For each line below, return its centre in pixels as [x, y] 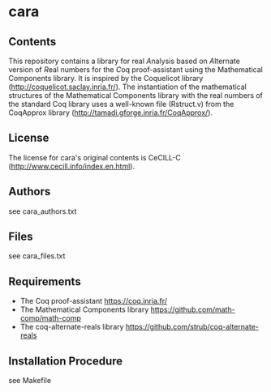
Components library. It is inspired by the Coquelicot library [106, 78]
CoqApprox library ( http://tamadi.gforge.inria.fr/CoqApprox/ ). [111, 113]
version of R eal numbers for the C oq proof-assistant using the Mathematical [136, 70]
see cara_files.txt [37, 256]
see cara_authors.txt [43, 211]
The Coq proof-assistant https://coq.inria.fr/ [94, 301]
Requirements [45, 281]
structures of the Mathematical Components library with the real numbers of [136, 95]
